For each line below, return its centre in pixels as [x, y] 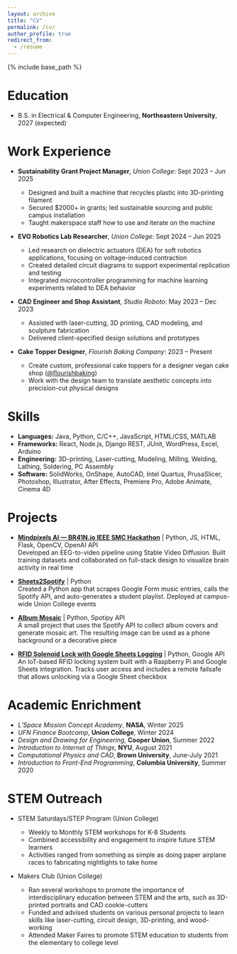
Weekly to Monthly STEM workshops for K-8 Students [107, 832]
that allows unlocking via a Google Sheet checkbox [92, 676]
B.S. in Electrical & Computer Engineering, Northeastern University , [117, 115]
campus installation [56, 215]
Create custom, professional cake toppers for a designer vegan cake [128, 365]
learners [40, 847]
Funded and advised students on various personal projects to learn [126, 912]
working [40, 927]
